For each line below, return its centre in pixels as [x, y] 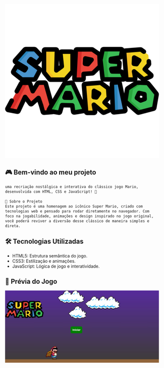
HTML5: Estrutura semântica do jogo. [50, 255]
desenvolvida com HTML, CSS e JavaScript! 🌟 [51, 192]
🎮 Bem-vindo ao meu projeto [51, 172]
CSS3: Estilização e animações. [44, 261]
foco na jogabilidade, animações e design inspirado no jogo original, [79, 216]
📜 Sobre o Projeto [24, 201]
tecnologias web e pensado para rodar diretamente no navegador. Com [77, 211]
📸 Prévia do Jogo [31, 282]
